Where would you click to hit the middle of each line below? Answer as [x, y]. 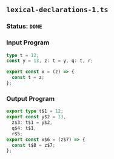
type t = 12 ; [23, 55]
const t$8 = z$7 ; [34, 145]
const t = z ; [28, 78]
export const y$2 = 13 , [36, 117]
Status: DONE [24, 26]
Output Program [31, 98]
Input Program [28, 42]
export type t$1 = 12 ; [35, 111]
